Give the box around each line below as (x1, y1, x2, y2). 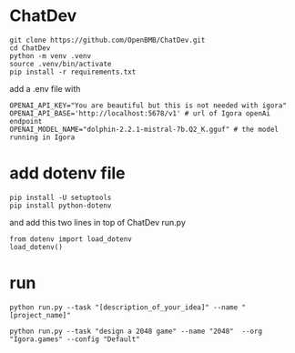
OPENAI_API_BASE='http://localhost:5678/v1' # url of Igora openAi (9, 108, 271, 118)
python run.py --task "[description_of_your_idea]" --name (9, 302, 239, 312)
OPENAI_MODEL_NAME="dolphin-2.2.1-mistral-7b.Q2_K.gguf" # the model (9, 125, 280, 134)
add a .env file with (9, 83, 81, 94)
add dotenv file (9, 163, 126, 184)
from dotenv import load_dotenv (9, 234, 132, 244)
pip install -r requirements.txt (9, 67, 137, 76)
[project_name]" (9, 310, 71, 319)
